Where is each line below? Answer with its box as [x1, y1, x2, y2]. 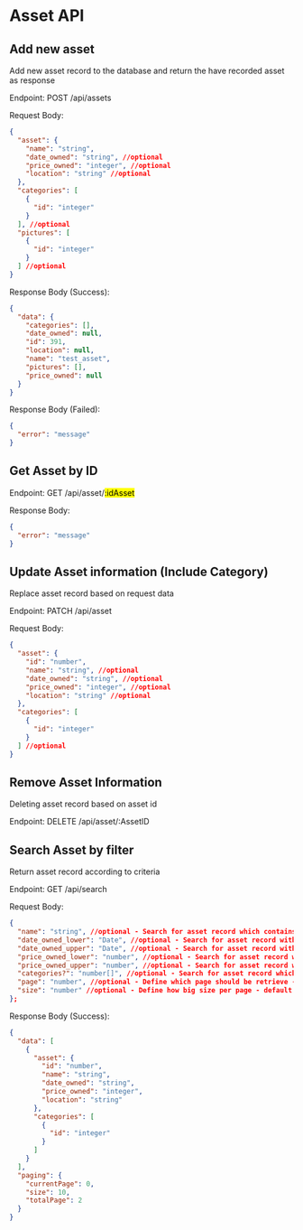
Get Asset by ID [9, 463, 98, 479]
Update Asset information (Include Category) [9, 564, 269, 579]
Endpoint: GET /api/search [9, 884, 108, 895]
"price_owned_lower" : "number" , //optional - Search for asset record [17, 952, 289, 962]
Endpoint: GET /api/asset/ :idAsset [9, 487, 135, 498]
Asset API [9, 5, 85, 26]
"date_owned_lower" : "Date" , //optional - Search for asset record [17, 936, 277, 945]
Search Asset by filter [9, 842, 134, 858]
